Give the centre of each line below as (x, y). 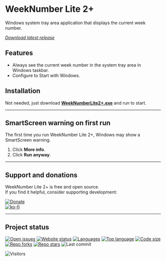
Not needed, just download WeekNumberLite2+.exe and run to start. (76, 103)
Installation (23, 91)
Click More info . (29, 149)
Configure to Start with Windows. (46, 75)
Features (19, 53)
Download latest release (30, 37)
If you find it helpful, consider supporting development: (61, 192)
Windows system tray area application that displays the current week (75, 23)
